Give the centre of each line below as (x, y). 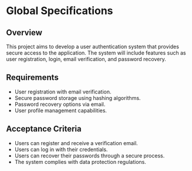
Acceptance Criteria (44, 129)
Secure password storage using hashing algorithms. (78, 98)
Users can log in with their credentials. (61, 149)
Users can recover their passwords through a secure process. (90, 155)
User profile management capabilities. (61, 110)
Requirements (32, 78)
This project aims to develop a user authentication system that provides (92, 46)
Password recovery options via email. (60, 104)
